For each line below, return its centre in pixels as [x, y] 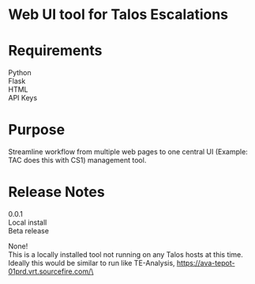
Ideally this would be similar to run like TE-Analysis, [92, 263]
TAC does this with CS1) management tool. [77, 161]
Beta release [29, 231]
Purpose [37, 130]
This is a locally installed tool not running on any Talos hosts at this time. [126, 254]
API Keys [23, 98]
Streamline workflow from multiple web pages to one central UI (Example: [128, 152]
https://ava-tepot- [206, 263]
